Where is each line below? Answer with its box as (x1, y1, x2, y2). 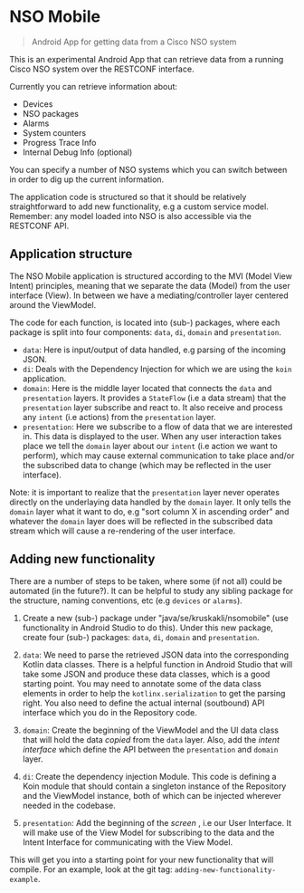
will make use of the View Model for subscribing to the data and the (22, 827, 275, 838)
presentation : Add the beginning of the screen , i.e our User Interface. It (22, 817, 292, 828)
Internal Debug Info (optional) (22, 147, 133, 158)
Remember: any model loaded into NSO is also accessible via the (9, 210, 252, 221)
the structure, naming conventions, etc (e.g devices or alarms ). (9, 595, 242, 606)
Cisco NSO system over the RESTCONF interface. (9, 63, 195, 74)
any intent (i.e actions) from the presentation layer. (22, 411, 216, 422)
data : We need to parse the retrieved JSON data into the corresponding (22, 649, 290, 660)
